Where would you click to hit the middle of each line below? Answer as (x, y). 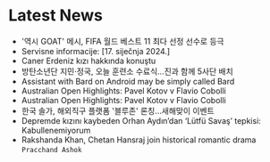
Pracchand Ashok (51, 150)
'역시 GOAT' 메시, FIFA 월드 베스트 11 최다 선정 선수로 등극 (122, 41)
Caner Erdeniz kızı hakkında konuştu (89, 61)
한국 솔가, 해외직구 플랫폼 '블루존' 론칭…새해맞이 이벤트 (118, 110)
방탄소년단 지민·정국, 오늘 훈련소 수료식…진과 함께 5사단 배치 (127, 71)
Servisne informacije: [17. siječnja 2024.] (96, 51)
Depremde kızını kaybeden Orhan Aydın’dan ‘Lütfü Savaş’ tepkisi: (141, 120)
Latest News (56, 16)
